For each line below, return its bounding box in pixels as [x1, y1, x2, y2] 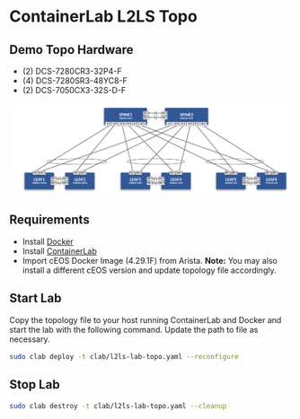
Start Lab [9, 291, 62, 306]
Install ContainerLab [22, 245, 97, 257]
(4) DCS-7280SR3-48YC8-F [22, 75, 128, 86]
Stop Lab [9, 377, 60, 392]
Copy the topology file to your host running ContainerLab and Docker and [9, 314, 282, 325]
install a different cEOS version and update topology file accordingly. [22, 265, 277, 275]
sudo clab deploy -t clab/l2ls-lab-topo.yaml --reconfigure [9, 352, 240, 361]
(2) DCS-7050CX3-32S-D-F [22, 85, 127, 95]
